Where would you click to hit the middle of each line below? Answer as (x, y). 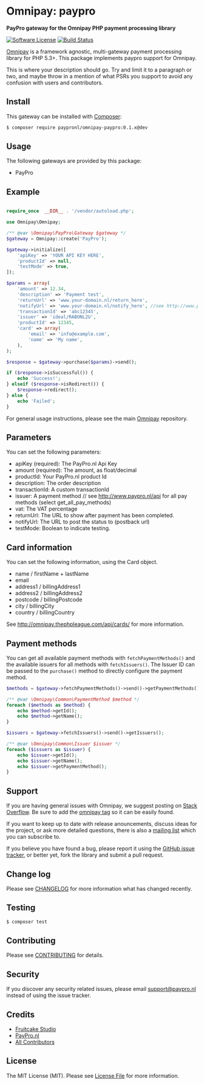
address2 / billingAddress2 (49, 593)
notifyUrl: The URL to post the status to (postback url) (82, 522)
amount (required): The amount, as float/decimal (76, 470)
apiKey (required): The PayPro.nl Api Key (66, 464)
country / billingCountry (45, 613)
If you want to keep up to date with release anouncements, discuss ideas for (102, 824)
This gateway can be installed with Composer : (64, 116)
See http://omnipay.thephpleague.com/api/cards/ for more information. (95, 624)
